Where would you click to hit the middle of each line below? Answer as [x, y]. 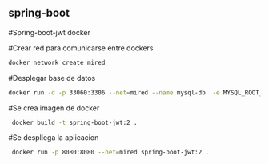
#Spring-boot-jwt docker [49, 32]
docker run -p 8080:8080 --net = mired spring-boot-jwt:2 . [110, 152]
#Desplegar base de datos [52, 78]
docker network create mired [57, 62]
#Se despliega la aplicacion [54, 138]
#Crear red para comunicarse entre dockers [81, 48]
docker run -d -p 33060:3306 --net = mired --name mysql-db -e [114, 92]
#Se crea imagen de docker [54, 108]
